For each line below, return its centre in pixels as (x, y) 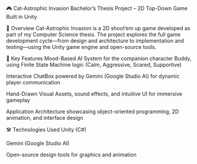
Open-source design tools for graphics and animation (72, 155)
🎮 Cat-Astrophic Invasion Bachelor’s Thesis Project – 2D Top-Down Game (97, 8)
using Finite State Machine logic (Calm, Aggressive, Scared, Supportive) (94, 65)
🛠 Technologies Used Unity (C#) (46, 129)
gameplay (18, 100)
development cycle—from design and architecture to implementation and (95, 41)
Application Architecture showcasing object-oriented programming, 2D (93, 111)
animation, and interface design (45, 118)
